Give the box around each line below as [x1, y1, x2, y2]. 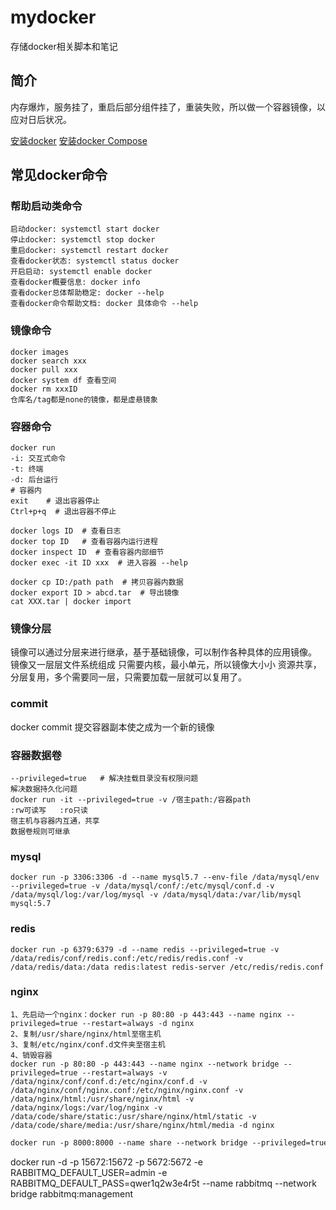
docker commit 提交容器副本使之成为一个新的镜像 [10, 721, 215, 733]
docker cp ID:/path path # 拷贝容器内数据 [10, 577, 184, 588]
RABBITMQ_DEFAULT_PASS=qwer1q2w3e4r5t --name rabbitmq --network [10, 1177, 317, 1189]
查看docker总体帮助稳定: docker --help [10, 288, 165, 298]
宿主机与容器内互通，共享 [10, 816, 100, 826]
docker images [10, 347, 70, 357]
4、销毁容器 [10, 1050, 53, 1060]
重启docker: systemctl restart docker [10, 246, 169, 256]
